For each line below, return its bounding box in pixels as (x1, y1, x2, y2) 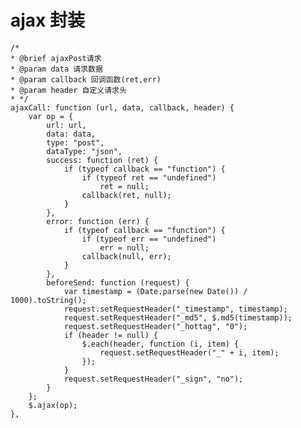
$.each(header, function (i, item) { (81, 339, 240, 349)
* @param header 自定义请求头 (10, 85, 127, 95)
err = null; (99, 242, 150, 253)
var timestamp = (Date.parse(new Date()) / (63, 286, 248, 296)
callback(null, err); (81, 251, 172, 261)
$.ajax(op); (28, 400, 78, 410)
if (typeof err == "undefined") (81, 234, 217, 244)
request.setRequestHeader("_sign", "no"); (63, 374, 244, 384)
